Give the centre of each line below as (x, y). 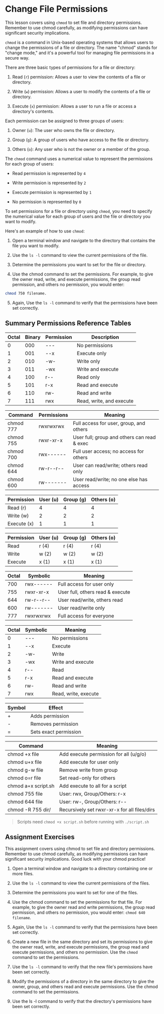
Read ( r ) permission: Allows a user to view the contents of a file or (79, 77)
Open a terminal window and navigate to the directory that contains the (83, 240)
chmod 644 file (25, 802)
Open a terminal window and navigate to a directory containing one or (82, 868)
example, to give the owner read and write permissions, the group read (83, 908)
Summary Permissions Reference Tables (68, 323)
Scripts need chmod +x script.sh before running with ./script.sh (83, 822)
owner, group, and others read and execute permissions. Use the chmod (85, 987)
